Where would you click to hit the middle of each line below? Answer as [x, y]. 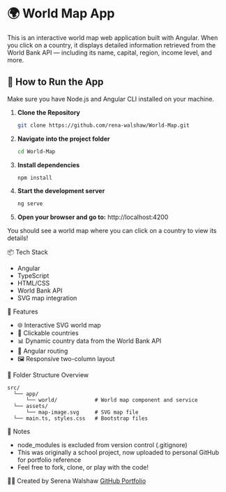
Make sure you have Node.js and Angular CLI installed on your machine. [111, 99]
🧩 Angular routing [43, 351]
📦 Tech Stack [28, 252]
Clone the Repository [48, 112]
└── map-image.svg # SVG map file [82, 413]
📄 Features [23, 311]
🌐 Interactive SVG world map [59, 325]
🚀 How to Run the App [55, 82]
